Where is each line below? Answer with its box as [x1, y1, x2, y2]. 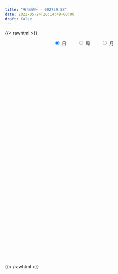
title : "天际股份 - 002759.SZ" [5, 7, 67, 12]
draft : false [5, 16, 32, 21]
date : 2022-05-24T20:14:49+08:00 [5, 12, 75, 17]
